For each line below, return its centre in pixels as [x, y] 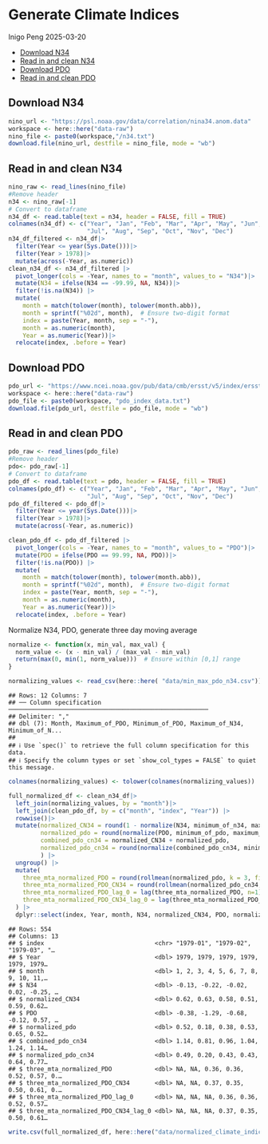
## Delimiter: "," [39, 717]
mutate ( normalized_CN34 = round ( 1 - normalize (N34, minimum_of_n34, [132, 826]
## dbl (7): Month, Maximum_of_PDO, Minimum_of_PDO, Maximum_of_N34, [126, 724]
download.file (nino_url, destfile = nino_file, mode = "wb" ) [112, 144]
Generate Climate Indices [94, 15]
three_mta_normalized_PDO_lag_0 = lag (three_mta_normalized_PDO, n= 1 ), [144, 892]
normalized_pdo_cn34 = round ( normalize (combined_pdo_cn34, [140, 848]
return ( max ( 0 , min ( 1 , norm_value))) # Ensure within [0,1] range [128, 659]
